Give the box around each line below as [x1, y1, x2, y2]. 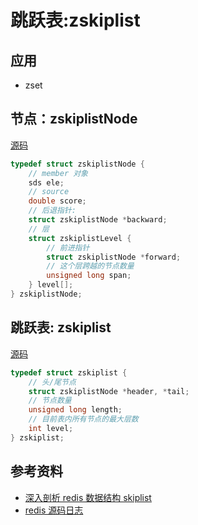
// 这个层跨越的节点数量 [46, 261, 135, 271]
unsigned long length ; [28, 405, 123, 415]
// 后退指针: [28, 206, 77, 216]
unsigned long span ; [46, 271, 132, 281]
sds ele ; [28, 177, 65, 188]
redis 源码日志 [24, 504, 84, 516]
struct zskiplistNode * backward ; [28, 215, 168, 225]
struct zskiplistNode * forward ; [46, 252, 182, 262]
